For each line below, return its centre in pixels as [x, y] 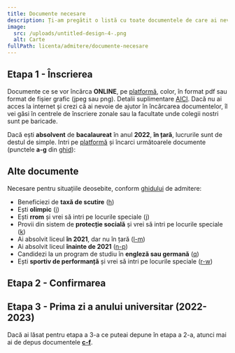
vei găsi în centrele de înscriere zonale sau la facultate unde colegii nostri [113, 113]
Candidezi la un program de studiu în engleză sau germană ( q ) [108, 254]
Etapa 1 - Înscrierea [50, 74]
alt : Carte [29, 40]
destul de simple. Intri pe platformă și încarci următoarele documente [107, 142]
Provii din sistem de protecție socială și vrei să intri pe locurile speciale [120, 224]
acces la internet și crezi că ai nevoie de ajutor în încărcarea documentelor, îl [117, 106]
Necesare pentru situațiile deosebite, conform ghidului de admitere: [105, 188]
